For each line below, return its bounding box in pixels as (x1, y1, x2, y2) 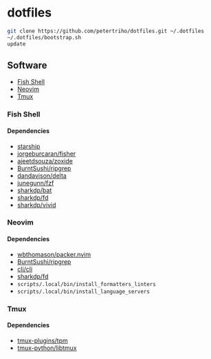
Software (7, 59, 47, 71)
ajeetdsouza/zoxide (16, 156, 74, 165)
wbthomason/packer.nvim (16, 250, 91, 258)
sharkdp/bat (16, 186, 52, 194)
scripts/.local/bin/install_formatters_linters (16, 280, 156, 287)
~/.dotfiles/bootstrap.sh (7, 34, 81, 41)
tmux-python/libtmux (16, 343, 77, 352)
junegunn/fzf (16, 178, 54, 187)
